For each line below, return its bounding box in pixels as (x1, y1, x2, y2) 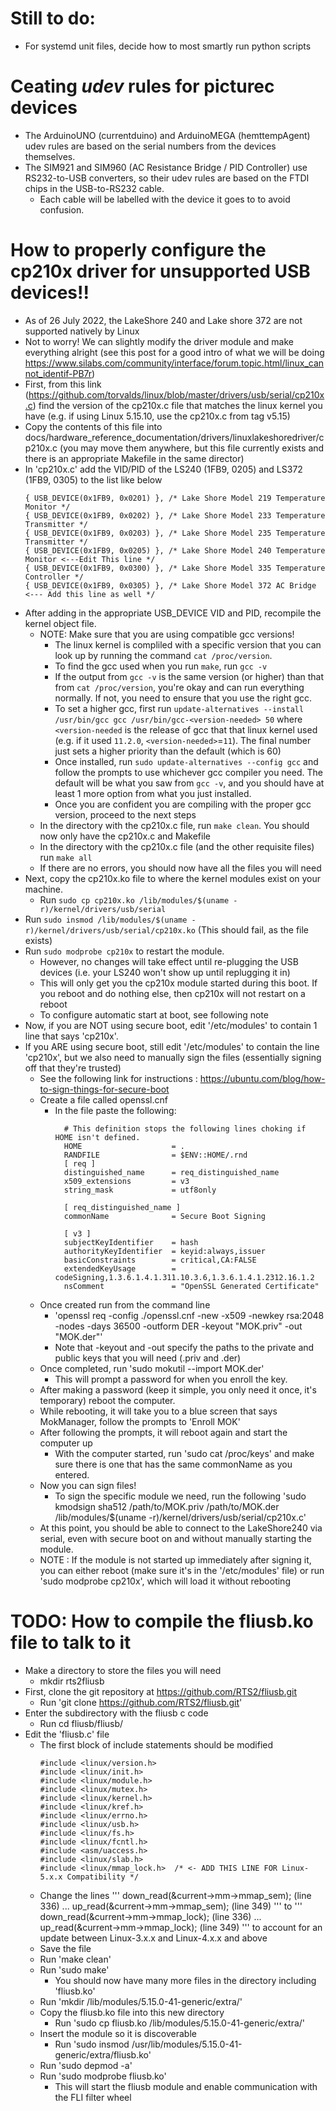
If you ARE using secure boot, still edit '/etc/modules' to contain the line (24, 1040, 320, 1052)
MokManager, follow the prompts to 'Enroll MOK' (39, 1415, 241, 1427)
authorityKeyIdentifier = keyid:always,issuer (63, 1246, 266, 1256)
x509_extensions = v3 (63, 1176, 190, 1186)
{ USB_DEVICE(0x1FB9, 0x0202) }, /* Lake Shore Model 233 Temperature (24, 510, 326, 521)
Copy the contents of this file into (24, 420, 163, 432)
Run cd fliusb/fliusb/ (39, 1717, 124, 1729)
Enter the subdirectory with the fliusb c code (24, 1707, 209, 1719)
